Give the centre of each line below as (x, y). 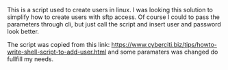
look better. (23, 31)
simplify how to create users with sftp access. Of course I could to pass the (114, 17)
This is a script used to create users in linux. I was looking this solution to (110, 10)
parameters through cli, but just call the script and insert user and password (114, 24)
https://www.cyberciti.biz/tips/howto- (164, 45)
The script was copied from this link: (59, 45)
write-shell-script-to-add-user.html (57, 52)
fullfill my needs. (30, 59)
